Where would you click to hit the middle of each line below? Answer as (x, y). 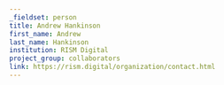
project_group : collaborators (65, 58)
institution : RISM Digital (59, 50)
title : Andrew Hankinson (55, 26)
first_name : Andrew (45, 34)
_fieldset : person (43, 17)
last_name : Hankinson (49, 42)
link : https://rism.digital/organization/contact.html (112, 67)
